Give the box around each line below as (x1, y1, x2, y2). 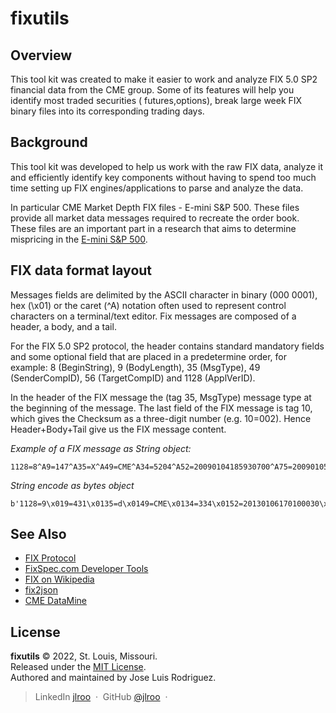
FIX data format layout (10, 262, 153, 279)
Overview (10, 47, 73, 64)
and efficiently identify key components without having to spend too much (10, 171, 317, 183)
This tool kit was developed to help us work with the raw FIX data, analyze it (10, 160, 323, 172)
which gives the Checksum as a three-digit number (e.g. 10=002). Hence (10, 412, 312, 424)
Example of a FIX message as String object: (10, 442, 192, 454)
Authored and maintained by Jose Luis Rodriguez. (10, 672, 217, 684)
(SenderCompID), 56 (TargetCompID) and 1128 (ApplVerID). (10, 372, 256, 384)
